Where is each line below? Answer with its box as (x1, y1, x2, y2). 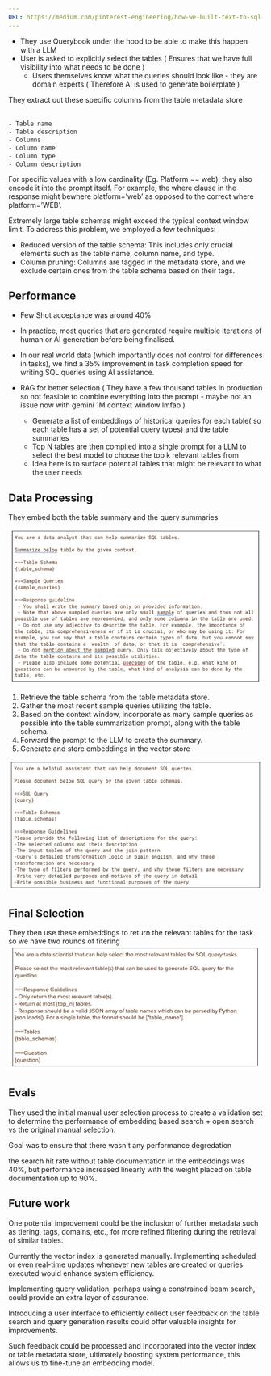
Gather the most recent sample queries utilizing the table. (19, 701, 211, 711)
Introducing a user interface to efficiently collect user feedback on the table (8, 1308, 260, 1318)
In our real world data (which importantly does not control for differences (19, 350, 263, 360)
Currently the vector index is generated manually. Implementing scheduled (8, 1251, 256, 1260)
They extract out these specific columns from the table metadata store (8, 95, 244, 104)
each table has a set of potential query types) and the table (31, 424, 229, 434)
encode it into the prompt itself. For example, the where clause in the (8, 183, 236, 192)
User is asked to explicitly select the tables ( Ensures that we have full (19, 53, 252, 63)
